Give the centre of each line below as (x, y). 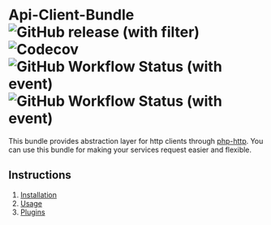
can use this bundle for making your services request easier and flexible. (130, 149)
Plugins (33, 212)
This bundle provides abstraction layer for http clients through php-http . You (136, 141)
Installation (39, 195)
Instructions (40, 175)
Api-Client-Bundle (71, 15)
